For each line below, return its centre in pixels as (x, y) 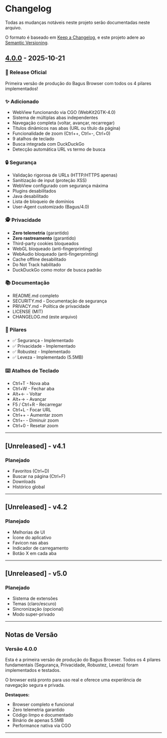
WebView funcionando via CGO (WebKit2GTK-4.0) (64, 112)
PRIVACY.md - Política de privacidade (51, 306)
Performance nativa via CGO (42, 726)
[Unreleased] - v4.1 (35, 446)
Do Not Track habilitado (37, 265)
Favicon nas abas (30, 543)
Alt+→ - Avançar (29, 399)
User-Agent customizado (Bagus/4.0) (51, 207)
